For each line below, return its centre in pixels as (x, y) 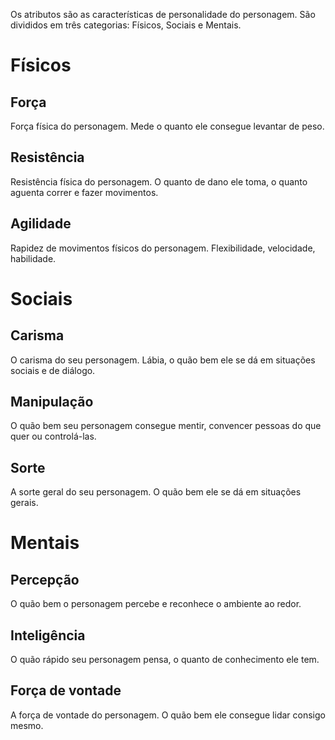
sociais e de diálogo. (53, 370)
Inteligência (48, 635)
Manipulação (52, 402)
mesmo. (27, 725)
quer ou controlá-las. (53, 436)
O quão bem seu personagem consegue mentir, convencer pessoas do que (166, 426)
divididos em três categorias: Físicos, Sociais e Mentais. (126, 25)
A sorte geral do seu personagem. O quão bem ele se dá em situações (156, 492)
